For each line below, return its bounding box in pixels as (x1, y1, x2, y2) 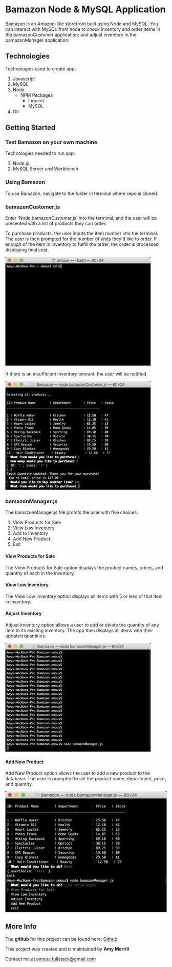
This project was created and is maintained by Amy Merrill (5, 945, 130, 952)
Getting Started (5, 123, 56, 132)
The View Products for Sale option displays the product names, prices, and (5, 564, 164, 570)
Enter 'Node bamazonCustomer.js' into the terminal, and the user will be (5, 215, 157, 221)
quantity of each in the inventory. (5, 570, 75, 576)
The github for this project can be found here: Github (5, 936, 118, 942)
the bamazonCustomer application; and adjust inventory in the (5, 31, 137, 38)
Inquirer (28, 97, 45, 103)
